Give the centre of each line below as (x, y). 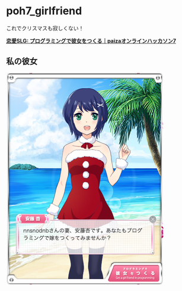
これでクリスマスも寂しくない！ (45, 28)
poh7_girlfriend (44, 11)
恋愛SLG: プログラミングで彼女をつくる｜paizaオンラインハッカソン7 (91, 40)
